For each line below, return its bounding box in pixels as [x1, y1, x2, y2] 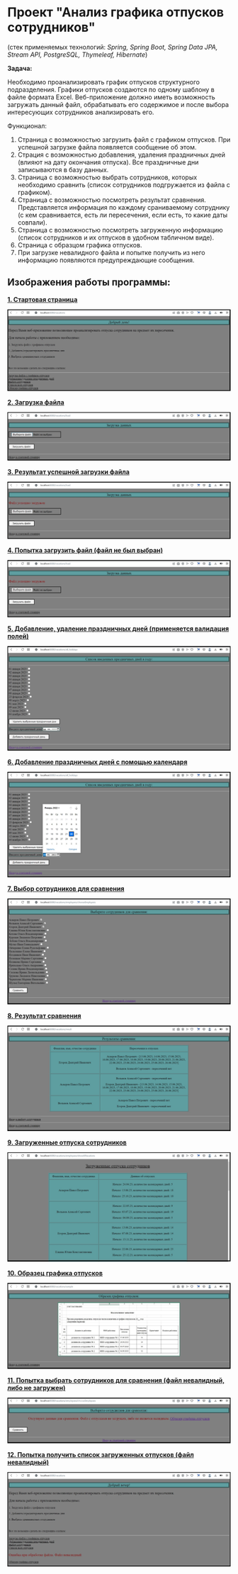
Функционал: [7, 121, 47, 130]
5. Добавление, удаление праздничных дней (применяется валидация [7, 624, 229, 633]
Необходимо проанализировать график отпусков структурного [7, 77, 200, 86]
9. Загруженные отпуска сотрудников [7, 1138, 127, 1147]
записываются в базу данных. [17, 165, 109, 174]
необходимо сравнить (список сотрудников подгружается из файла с [17, 180, 230, 189]
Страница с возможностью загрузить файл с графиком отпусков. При [17, 135, 231, 144]
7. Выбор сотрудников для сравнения [7, 884, 125, 893]
